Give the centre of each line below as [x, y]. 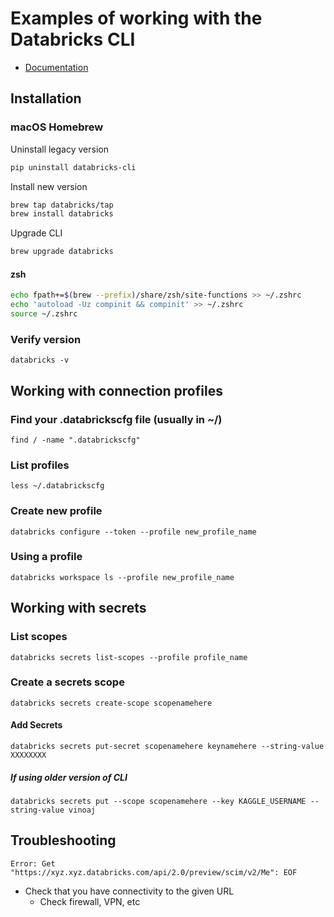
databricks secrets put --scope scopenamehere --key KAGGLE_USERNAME [158, 801]
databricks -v [40, 360]
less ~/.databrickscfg [57, 486]
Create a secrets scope [67, 682]
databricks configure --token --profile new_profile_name [133, 532]
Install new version [49, 186]
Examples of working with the [136, 18]
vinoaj [82, 810]
